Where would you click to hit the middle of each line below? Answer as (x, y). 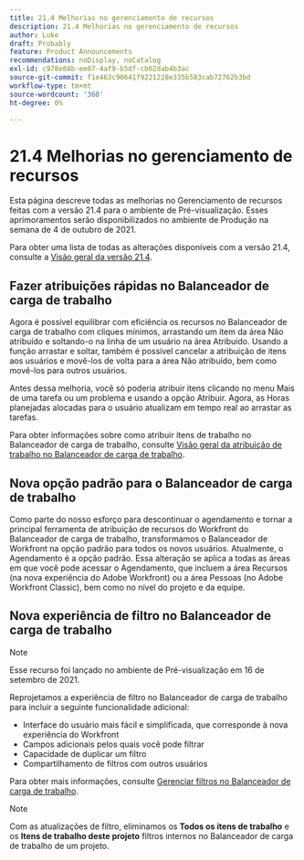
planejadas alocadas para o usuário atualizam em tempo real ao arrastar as (151, 408)
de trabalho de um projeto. (59, 845)
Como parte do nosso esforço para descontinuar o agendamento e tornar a (151, 519)
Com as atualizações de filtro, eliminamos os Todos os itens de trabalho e (149, 826)
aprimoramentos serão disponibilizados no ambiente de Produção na (139, 220)
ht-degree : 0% (37, 103)
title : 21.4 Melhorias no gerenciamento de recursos (112, 18)
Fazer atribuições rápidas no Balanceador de (139, 285)
